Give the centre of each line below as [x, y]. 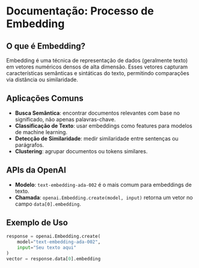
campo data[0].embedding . [48, 204]
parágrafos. [29, 145]
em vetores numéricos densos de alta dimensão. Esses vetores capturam [97, 67]
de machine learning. [41, 132]
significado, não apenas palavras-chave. [65, 119]
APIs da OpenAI [36, 170]
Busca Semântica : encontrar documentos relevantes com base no [97, 113]
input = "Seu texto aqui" [47, 248]
